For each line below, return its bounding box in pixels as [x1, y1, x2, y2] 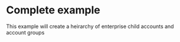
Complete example [6, 3, 100, 17]
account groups [6, 29, 45, 36]
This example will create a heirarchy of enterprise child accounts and [6, 23, 174, 30]
